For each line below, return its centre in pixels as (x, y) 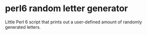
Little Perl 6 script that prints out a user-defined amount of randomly (73, 22)
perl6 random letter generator (66, 9)
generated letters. (23, 27)
